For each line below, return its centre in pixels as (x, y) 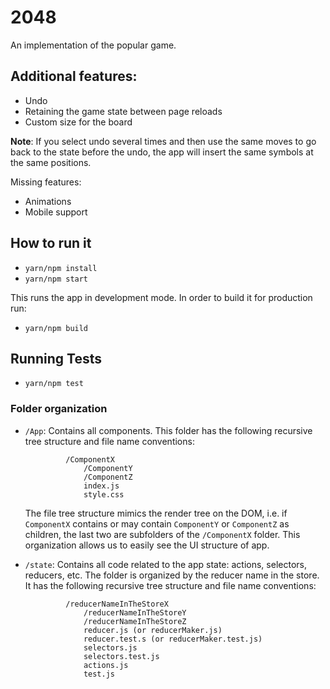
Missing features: (46, 182)
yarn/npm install (61, 268)
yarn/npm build (56, 328)
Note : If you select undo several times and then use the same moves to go (163, 141)
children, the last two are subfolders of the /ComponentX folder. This (162, 534)
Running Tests (56, 358)
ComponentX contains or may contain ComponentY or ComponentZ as (157, 523)
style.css (104, 494)
